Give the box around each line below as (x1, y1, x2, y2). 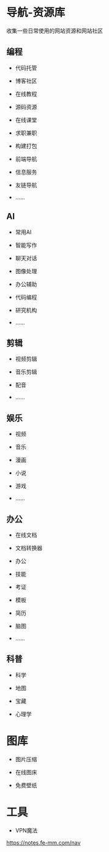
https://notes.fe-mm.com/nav (6, 839, 81, 846)
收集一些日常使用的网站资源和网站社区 (6, 27, 103, 34)
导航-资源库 (6, 6, 66, 20)
